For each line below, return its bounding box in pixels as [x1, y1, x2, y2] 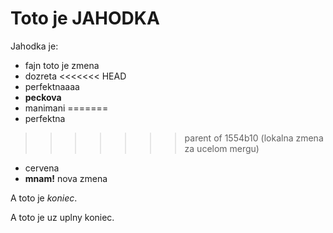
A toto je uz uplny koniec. [10, 211, 115, 223]
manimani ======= [24, 102, 109, 114]
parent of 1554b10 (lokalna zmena [184, 132, 324, 144]
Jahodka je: [10, 40, 59, 52]
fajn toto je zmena [24, 59, 100, 71]
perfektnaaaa [24, 80, 80, 92]
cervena [24, 162, 60, 174]
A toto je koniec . [10, 192, 78, 204]
